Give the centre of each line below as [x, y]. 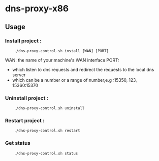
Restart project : [25, 121]
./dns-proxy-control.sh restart [47, 131]
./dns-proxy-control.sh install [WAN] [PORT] [62, 51]
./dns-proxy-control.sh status [46, 153]
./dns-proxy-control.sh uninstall [49, 108]
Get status [18, 143]
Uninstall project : [27, 98]
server [19, 75]
